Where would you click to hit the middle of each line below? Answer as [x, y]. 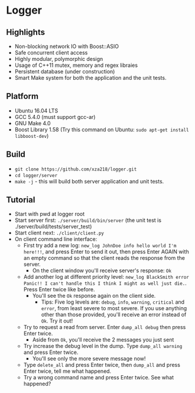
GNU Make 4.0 [33, 123]
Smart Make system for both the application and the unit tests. [90, 78]
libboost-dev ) [32, 136]
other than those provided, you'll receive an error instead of [114, 315]
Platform [22, 96]
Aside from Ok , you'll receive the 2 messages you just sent [103, 340]
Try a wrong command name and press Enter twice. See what [99, 378]
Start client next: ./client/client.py [59, 233]
